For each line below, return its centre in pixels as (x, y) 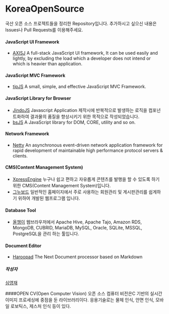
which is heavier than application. (47, 64)
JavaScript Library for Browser (38, 98)
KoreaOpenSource (45, 9)
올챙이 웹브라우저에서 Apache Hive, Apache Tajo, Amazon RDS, (77, 222)
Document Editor (23, 246)
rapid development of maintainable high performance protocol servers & (88, 150)
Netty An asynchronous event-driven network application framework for (88, 145)
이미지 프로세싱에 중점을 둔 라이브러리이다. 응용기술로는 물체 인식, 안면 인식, (80, 300)
